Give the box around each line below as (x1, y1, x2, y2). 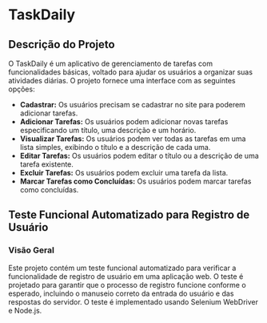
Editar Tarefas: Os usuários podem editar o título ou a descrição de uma (19, 151, 260, 160)
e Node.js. (8, 305, 42, 315)
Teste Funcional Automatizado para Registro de (8, 208, 250, 222)
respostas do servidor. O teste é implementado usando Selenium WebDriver (8, 297, 258, 306)
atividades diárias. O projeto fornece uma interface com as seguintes (8, 76, 236, 85)
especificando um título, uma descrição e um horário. (19, 126, 197, 135)
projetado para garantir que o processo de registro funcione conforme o (8, 280, 246, 289)
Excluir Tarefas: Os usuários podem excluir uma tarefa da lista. (19, 168, 229, 177)
